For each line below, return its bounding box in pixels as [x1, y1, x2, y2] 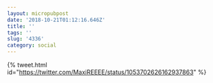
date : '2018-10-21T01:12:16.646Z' [7, 16, 106, 23]
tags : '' [7, 29, 32, 36]
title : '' [7, 23, 36, 29]
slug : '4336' [7, 36, 45, 43]
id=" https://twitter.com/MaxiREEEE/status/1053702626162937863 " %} [7, 68, 207, 76]
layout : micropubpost [7, 10, 69, 17]
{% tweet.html [7, 61, 48, 69]
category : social [7, 42, 57, 49]
